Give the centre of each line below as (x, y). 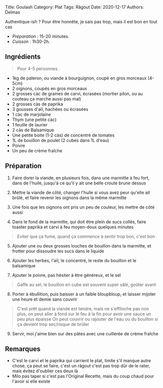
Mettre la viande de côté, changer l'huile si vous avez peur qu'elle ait (81, 192)
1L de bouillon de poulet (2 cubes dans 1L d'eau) (61, 140)
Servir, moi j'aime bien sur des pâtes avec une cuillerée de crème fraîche (85, 333)
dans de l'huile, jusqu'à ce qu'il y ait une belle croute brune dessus (79, 183)
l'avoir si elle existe (31, 381)
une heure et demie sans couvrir (45, 299)
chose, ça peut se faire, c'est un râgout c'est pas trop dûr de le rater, (81, 366)
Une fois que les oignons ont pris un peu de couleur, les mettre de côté (83, 207)
